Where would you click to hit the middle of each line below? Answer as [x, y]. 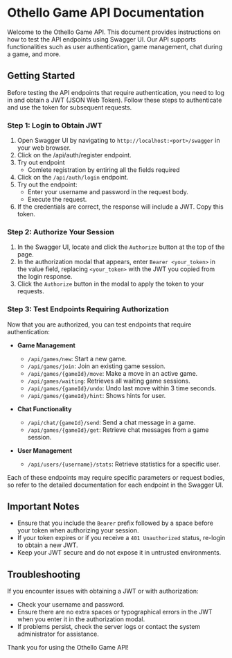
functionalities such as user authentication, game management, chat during [115, 46]
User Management [45, 450]
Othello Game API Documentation [106, 13]
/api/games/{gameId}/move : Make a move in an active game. [113, 373]
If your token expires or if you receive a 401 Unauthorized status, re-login [121, 538]
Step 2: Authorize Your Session [61, 232]
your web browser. [44, 148]
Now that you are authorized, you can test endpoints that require [99, 324]
